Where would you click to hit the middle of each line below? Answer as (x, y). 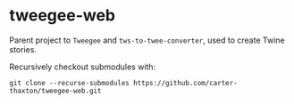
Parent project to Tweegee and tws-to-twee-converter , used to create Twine (147, 40)
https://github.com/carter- (185, 83)
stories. (23, 49)
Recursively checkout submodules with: (83, 67)
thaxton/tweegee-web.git (55, 91)
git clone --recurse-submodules (69, 83)
